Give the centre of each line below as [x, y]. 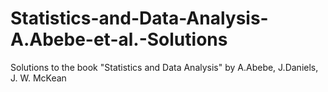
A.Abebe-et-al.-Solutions [119, 39]
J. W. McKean [38, 78]
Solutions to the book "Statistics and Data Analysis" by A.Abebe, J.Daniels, [164, 67]
